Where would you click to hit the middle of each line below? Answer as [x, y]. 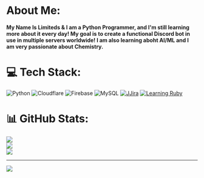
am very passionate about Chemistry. [55, 47]
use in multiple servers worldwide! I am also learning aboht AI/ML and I [98, 40]
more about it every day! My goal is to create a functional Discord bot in [98, 33]
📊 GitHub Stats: [48, 119]
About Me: [33, 11]
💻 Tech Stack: [44, 72]
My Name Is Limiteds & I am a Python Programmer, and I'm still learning [98, 27]
